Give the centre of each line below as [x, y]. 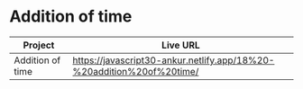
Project [39, 45]
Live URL [181, 45]
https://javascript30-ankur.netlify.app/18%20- [173, 60]
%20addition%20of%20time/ [135, 71]
